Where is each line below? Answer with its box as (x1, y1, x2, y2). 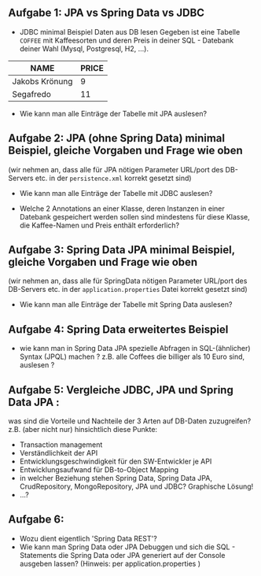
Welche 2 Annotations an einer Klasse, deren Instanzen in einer (19, 204, 226, 213)
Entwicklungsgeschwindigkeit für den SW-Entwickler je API (19, 456, 212, 467)
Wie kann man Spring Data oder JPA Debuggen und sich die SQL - (19, 542, 236, 552)
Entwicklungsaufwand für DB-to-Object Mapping (19, 465, 179, 474)
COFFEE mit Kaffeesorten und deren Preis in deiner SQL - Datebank (19, 35, 234, 45)
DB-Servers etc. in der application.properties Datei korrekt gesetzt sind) (8, 285, 248, 294)
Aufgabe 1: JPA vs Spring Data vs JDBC (8, 6, 205, 20)
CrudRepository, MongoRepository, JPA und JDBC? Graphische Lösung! (19, 482, 254, 491)
